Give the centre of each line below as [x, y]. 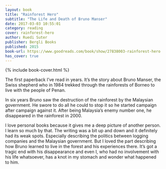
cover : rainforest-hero [30, 33]
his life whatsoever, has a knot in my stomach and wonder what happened [81, 157]
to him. [12, 163]
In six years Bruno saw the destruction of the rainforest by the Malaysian [79, 100]
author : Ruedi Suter [27, 38]
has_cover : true [22, 56]
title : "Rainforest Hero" [32, 14]
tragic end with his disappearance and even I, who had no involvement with [82, 152]
